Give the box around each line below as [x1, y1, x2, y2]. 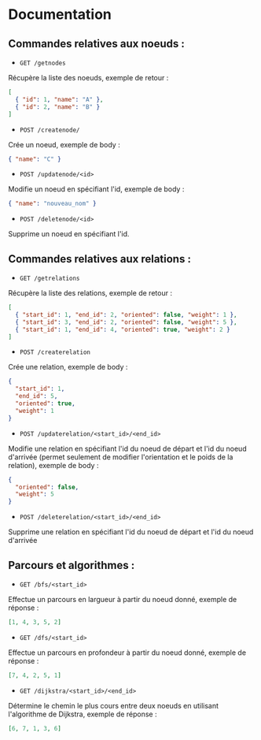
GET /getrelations [19, 274, 80, 283]
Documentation [8, 6, 112, 24]
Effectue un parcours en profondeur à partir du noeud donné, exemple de [8, 648, 246, 657]
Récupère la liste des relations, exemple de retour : [8, 288, 173, 298]
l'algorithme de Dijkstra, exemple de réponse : [8, 709, 157, 719]
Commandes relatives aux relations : [8, 252, 191, 266]
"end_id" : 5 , [15, 392, 58, 400]
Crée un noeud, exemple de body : [8, 139, 120, 149]
